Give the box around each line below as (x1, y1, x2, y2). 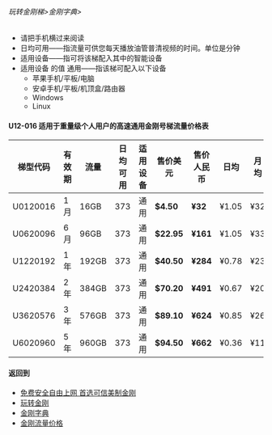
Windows (32, 93, 64, 103)
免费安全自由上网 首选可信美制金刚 (19, 387, 136, 397)
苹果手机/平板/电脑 (32, 74, 95, 83)
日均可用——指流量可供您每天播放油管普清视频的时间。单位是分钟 (19, 44, 240, 53)
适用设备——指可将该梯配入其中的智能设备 (19, 53, 163, 63)
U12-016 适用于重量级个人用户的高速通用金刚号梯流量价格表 (8, 120, 209, 130)
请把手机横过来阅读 (19, 33, 85, 43)
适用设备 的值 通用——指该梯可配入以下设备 (19, 64, 167, 74)
